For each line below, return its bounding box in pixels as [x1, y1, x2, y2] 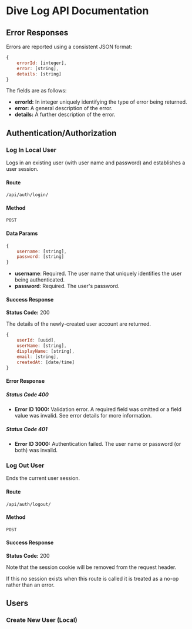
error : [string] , [16, 65, 59, 71]
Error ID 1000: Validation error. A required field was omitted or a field [14, 406, 182, 413]
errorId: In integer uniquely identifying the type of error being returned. [14, 98, 187, 105]
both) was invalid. [14, 446, 58, 454]
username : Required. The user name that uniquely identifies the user [14, 270, 182, 277]
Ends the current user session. [6, 475, 80, 482]
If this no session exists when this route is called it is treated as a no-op [6, 575, 179, 582]
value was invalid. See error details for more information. [14, 412, 152, 419]
